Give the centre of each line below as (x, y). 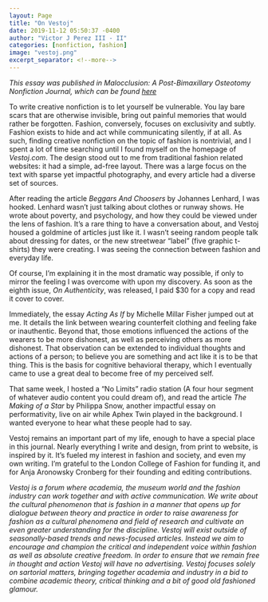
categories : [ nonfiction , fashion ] (68, 45)
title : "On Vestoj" (41, 23)
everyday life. (32, 258)
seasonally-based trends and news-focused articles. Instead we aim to (126, 538)
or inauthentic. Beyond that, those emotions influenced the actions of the (129, 331)
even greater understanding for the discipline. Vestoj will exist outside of (128, 529)
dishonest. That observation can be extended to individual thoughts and (127, 348)
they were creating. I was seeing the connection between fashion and (146, 249)
